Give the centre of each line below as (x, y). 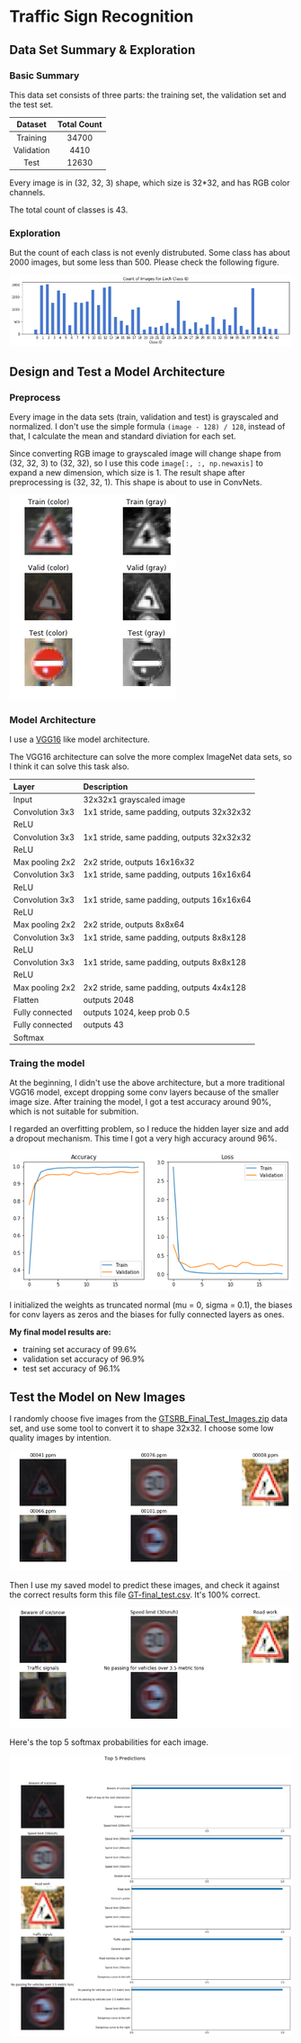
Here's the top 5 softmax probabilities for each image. (109, 1742)
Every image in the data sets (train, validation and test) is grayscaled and (144, 417)
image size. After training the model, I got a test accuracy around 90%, (141, 1102)
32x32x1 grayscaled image (134, 800)
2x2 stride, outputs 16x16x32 (139, 863)
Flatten (26, 999)
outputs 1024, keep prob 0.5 (137, 1012)
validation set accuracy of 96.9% (84, 1359)
